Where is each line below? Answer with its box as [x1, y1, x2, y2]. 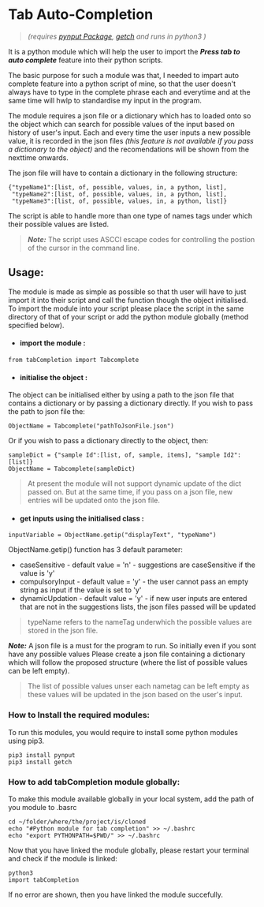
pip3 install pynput [8, 751, 76, 759]
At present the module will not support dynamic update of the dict [27, 479, 242, 488]
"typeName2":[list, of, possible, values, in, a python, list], [11, 190, 227, 198]
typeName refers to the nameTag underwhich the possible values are [27, 618, 252, 627]
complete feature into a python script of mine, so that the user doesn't [8, 79, 236, 88]
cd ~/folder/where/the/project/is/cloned [8, 818, 147, 826]
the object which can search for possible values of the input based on [8, 119, 235, 129]
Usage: [8, 266, 45, 279]
